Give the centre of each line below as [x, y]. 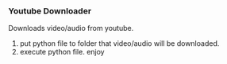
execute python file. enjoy [62, 52]
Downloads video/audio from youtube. [71, 28]
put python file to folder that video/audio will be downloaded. [119, 43]
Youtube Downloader [50, 11]
